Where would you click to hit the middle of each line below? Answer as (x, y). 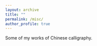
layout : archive (22, 10)
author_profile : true (28, 24)
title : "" (15, 14)
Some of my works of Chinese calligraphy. (49, 38)
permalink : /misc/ (24, 19)
